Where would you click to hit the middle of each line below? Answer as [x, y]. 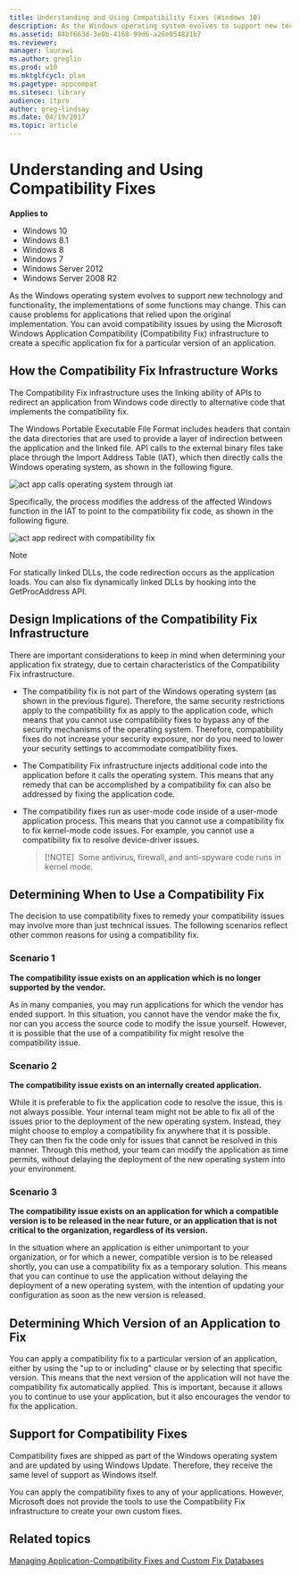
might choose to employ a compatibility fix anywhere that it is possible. [140, 1130]
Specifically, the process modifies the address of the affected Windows [141, 501]
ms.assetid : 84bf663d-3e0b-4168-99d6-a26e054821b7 [105, 34]
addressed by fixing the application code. [99, 794]
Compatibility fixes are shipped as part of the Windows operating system [143, 1455]
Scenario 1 [32, 959]
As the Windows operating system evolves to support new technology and [146, 295]
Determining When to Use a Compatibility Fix [137, 894]
